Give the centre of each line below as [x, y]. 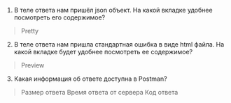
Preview [33, 65]
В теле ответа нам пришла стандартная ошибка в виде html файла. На [119, 44]
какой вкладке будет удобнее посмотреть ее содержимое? [103, 52]
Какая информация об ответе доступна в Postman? [90, 79]
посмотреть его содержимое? [59, 17]
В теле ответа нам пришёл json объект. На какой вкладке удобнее [113, 10]
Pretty [30, 31]
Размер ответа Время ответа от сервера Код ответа [99, 92]
